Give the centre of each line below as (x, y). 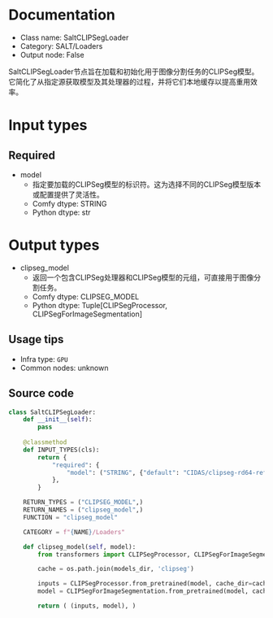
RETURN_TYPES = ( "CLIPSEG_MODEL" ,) (83, 503)
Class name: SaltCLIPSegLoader (74, 37)
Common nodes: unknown (64, 368)
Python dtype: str (61, 212)
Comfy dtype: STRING (69, 203)
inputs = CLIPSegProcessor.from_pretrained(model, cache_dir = (145, 584)
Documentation (62, 15)
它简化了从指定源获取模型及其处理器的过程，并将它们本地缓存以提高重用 (129, 81)
